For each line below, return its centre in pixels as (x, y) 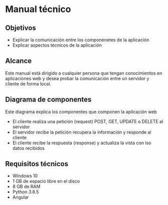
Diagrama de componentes (48, 100)
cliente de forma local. (28, 83)
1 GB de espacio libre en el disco (46, 181)
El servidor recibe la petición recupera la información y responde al (82, 132)
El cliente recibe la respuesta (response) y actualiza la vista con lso (82, 143)
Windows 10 (25, 176)
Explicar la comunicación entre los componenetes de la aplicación (81, 40)
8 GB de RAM (26, 186)
